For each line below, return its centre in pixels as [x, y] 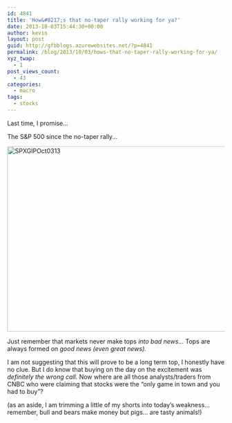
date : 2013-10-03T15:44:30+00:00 [55, 26]
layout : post [26, 39]
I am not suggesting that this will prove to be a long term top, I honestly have [116, 362]
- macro [25, 91]
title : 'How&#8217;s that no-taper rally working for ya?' [94, 20]
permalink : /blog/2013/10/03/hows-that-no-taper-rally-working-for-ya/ [112, 53]
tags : [15, 97]
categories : [24, 84]
